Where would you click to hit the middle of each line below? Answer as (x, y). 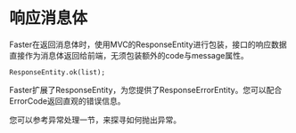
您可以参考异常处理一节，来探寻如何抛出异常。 (95, 120)
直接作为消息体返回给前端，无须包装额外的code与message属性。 (129, 55)
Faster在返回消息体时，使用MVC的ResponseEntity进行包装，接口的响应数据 (148, 44)
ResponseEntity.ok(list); (57, 72)
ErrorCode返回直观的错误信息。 (67, 101)
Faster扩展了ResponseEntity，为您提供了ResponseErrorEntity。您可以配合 (146, 90)
